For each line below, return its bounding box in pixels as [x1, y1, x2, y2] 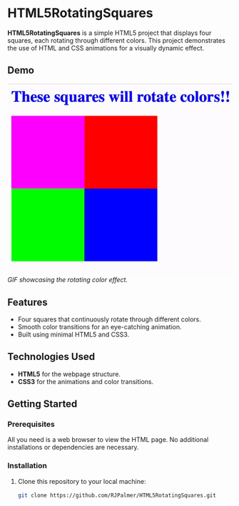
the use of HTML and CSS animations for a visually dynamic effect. [7, 43, 205, 52]
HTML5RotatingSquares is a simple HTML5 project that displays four [7, 29, 212, 37]
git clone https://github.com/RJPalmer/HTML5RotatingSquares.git [17, 492, 216, 499]
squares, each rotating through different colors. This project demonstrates [7, 36, 226, 44]
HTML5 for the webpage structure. [17, 369, 121, 378]
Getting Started [7, 398, 78, 411]
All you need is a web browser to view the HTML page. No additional [7, 435, 209, 444]
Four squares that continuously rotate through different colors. [17, 315, 202, 324]
